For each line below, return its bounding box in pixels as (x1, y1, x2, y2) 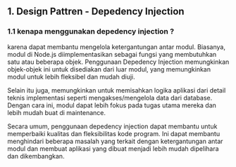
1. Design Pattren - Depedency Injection (7, 6, 185, 18)
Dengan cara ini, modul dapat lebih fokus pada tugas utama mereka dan (7, 101, 217, 109)
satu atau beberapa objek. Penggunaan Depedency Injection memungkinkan (7, 58, 230, 66)
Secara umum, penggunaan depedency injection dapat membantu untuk (7, 122, 218, 131)
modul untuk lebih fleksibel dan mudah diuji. (7, 72, 135, 81)
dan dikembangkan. (7, 152, 65, 160)
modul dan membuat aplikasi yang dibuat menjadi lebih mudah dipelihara (7, 144, 220, 153)
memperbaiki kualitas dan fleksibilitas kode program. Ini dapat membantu (7, 129, 221, 138)
